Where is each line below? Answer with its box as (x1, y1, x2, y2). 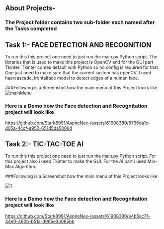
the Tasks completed (5, 25, 57, 32)
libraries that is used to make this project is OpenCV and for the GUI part (5, 59, 154, 65)
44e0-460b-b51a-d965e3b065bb (5, 218, 75, 224)
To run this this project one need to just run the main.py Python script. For (5, 153, 157, 159)
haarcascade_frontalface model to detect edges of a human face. (5, 75, 139, 81)
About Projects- (5, 4, 56, 12)
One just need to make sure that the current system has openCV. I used (5, 70, 152, 76)
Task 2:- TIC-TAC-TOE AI (5, 140, 83, 148)
